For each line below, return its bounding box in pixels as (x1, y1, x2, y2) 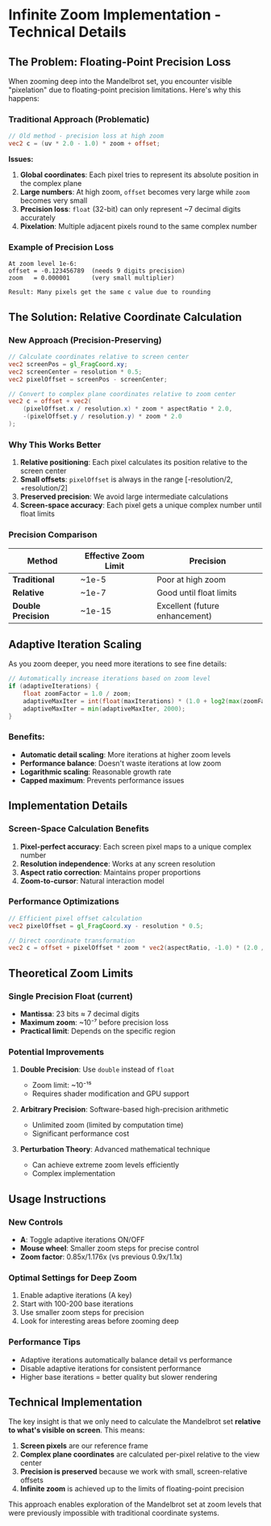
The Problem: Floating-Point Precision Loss (8, 55, 231, 69)
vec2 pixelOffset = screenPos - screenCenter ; (8, 375, 168, 383)
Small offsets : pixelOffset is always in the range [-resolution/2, (19, 474, 233, 484)
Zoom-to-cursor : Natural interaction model (19, 875, 165, 886)
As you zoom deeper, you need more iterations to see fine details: (8, 659, 227, 668)
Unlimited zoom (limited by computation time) (31, 1120, 184, 1130)
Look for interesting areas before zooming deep (19, 1316, 179, 1326)
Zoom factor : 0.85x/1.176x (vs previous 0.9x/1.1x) (19, 1252, 183, 1262)
